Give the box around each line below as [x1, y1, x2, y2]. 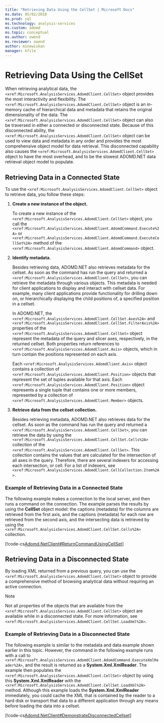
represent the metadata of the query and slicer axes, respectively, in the [12, 335, 158, 342]
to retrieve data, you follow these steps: [5, 191, 85, 197]
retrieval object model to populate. [5, 159, 74, 165]
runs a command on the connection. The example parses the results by [5, 501, 149, 507]
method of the [33, 240, 62, 246]
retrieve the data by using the [12, 432, 72, 438]
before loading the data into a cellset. [5, 703, 80, 709]
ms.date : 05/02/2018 [5, 12, 47, 17]
